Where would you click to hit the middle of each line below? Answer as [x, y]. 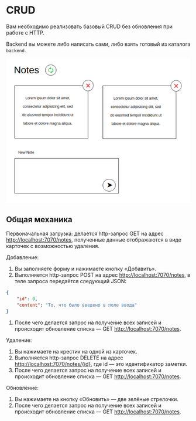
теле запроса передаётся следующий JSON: [71, 281]
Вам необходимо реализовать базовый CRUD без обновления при [89, 26]
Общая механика [39, 220]
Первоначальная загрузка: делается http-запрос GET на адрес [85, 234]
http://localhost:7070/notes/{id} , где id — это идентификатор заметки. [101, 364]
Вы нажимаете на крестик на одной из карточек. [76, 351]
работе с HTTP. [25, 32]
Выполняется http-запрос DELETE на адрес [69, 358]
